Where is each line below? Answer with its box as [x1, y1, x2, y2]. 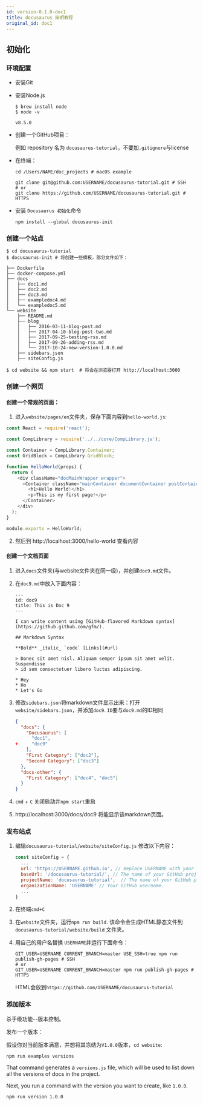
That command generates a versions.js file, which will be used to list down [6, 1064, 195, 1071]
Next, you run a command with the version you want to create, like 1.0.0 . [6, 1082, 188, 1089]
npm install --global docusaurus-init [14, 219, 113, 225]
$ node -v [14, 109, 40, 115]
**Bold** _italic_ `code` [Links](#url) [14, 645, 118, 651]
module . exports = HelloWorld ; [6, 525, 83, 531]
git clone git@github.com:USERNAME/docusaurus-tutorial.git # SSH [14, 180, 186, 186]
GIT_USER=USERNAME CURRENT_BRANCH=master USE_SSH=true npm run [14, 951, 178, 957]
